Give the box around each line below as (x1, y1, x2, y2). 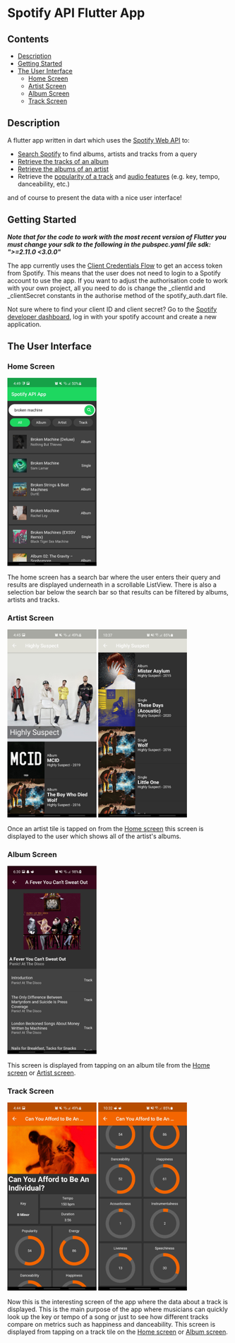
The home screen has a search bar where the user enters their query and (7, 573, 221, 581)
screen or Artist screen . (7, 1068, 76, 1077)
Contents (7, 33, 49, 45)
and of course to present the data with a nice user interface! (7, 193, 182, 202)
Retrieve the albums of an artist (17, 165, 109, 173)
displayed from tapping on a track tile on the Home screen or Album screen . (7, 1327, 228, 1336)
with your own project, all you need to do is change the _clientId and (7, 284, 206, 292)
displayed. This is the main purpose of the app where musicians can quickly (7, 1305, 228, 1313)
